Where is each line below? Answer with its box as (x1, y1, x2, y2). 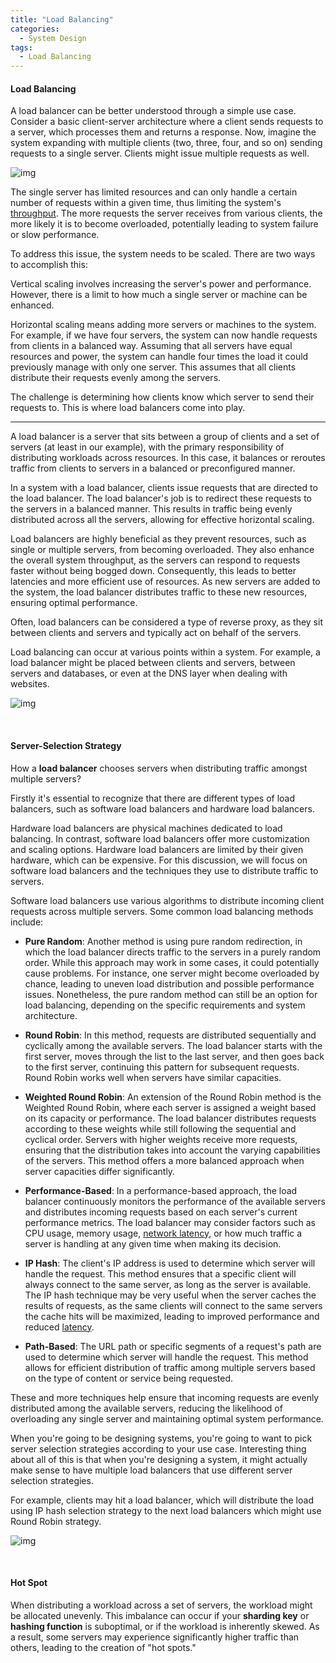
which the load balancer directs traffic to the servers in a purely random (24, 946, 322, 958)
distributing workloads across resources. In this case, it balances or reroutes (10, 452, 326, 464)
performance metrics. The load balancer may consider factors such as (24, 1216, 317, 1228)
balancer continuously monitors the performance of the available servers (24, 1195, 326, 1207)
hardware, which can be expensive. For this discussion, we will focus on (10, 854, 308, 866)
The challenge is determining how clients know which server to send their (10, 391, 315, 403)
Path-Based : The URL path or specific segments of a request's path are (24, 1340, 322, 1352)
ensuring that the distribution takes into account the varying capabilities (24, 1144, 321, 1156)
